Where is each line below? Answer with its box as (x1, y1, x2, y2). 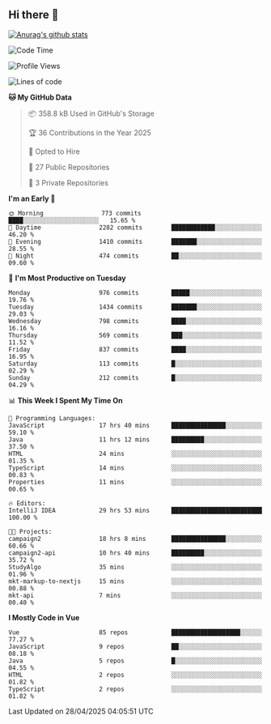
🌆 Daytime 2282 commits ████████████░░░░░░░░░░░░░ (8, 224, 263, 232)
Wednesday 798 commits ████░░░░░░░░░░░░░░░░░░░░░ (8, 317, 263, 325)
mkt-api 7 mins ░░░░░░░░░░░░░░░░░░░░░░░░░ (8, 591, 263, 599)
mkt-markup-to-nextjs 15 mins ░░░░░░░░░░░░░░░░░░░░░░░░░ (8, 577, 263, 586)
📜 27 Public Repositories (28, 162, 110, 172)
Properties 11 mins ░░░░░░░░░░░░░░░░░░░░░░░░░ (8, 478, 263, 486)
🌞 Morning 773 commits (8, 209, 142, 217)
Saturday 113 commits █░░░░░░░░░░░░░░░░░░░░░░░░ (8, 360, 263, 368)
